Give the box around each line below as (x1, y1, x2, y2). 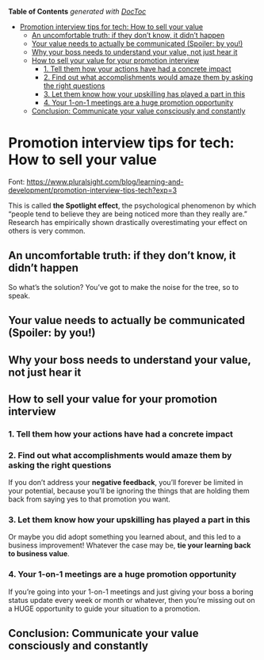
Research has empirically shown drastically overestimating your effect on (8, 217, 247, 227)
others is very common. (8, 226, 86, 235)
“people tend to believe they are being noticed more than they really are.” (8, 209, 247, 219)
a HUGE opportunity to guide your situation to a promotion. (8, 604, 201, 613)
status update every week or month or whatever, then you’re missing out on (8, 595, 255, 605)
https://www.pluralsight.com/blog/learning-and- (26, 177, 184, 186)
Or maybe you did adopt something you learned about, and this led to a (8, 532, 242, 542)
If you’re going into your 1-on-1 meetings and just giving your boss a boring (8, 586, 254, 597)
